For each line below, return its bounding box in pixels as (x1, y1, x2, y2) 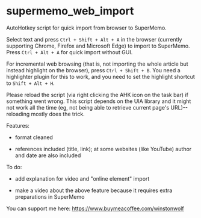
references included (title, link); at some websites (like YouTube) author (14, 145, 192, 152)
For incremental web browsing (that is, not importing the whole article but (6, 60, 188, 67)
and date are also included (14, 152, 81, 159)
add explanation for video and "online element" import (14, 175, 150, 182)
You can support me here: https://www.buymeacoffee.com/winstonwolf (6, 205, 185, 212)
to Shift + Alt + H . (6, 79, 55, 87)
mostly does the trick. (31, 110, 85, 117)
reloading (6, 110, 30, 117)
